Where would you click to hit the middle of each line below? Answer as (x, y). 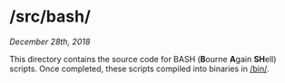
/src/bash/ (50, 17)
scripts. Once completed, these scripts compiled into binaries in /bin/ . (139, 69)
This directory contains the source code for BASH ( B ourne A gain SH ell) (143, 59)
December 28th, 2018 (50, 41)
